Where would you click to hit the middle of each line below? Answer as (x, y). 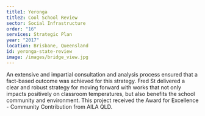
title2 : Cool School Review (42, 18)
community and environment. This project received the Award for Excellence (103, 100)
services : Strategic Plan (39, 35)
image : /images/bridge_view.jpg (47, 57)
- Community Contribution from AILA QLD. (59, 106)
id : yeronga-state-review (39, 52)
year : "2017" (23, 40)
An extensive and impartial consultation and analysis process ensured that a (102, 74)
